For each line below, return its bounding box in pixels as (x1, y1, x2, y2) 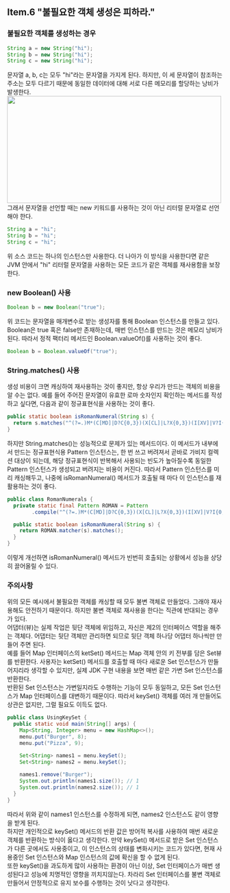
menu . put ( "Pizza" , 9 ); (19, 739, 84, 746)
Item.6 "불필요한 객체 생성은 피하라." (7, 6, 155, 19)
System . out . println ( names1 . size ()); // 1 (19, 778, 139, 785)
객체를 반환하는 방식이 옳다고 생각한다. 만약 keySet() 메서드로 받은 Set (7, 835, 195, 844)
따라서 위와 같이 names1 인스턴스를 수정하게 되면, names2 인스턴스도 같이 (7, 810, 206, 818)
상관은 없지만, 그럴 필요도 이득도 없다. (7, 700, 107, 709)
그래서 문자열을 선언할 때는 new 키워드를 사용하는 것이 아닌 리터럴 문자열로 (7, 204, 207, 212)
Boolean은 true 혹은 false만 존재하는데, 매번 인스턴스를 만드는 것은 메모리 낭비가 (7, 326, 222, 334)
